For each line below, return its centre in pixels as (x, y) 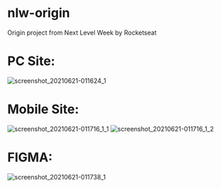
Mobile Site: (43, 109)
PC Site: (31, 61)
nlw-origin (39, 13)
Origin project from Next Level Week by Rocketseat (82, 33)
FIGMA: (30, 158)
